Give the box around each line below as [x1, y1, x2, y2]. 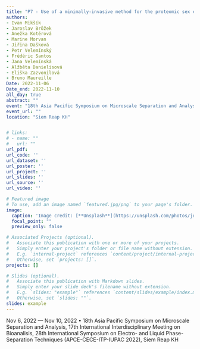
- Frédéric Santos [6, 53, 52, 59]
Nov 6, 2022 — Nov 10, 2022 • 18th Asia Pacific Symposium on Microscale [6, 317, 190, 324]
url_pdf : [6, 147, 28, 152]
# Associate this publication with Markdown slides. [6, 278, 145, 285]
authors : [6, 14, 28, 20]
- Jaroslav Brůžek [6, 25, 52, 32]
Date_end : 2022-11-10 [6, 86, 60, 92]
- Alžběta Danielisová [6, 64, 62, 70]
